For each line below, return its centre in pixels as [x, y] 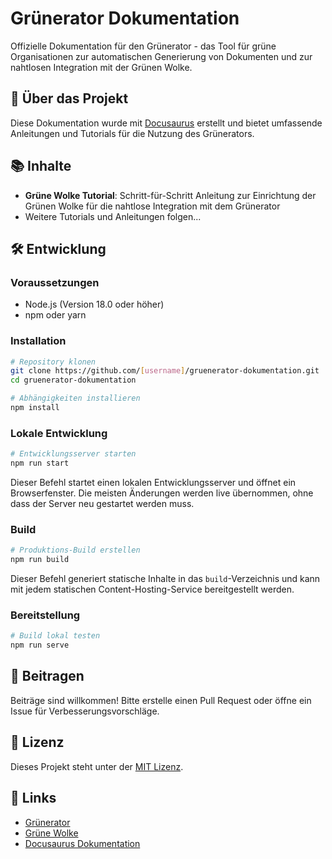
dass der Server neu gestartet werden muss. [102, 503]
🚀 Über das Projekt [69, 98]
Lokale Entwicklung [59, 433]
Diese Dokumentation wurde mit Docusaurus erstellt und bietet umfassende [166, 123]
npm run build [40, 560]
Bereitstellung [45, 615]
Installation [38, 341]
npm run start [40, 463]
